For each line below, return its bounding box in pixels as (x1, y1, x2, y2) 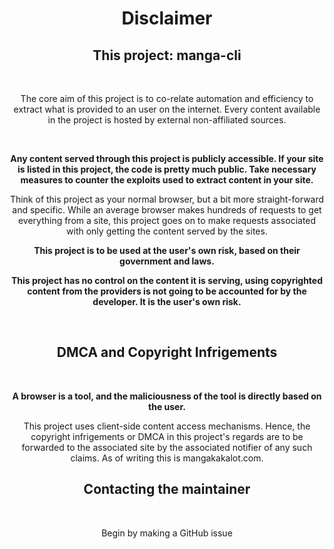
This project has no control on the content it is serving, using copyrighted (10, 275, 324, 286)
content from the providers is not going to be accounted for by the (27, 285, 307, 297)
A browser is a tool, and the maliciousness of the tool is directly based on (12, 390, 322, 402)
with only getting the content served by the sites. (66, 225, 268, 237)
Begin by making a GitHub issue (101, 527, 233, 539)
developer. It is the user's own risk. (92, 296, 242, 307)
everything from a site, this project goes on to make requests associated (17, 215, 317, 226)
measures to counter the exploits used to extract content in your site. (20, 174, 314, 186)
